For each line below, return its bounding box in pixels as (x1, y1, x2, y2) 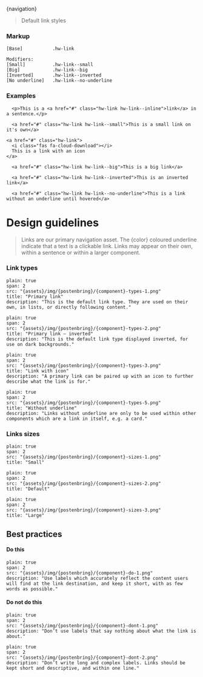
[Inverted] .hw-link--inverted (6, 72, 102, 78)
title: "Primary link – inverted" (6, 331, 94, 337)
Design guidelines (6, 215, 99, 229)
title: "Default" (6, 486, 50, 492)
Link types (6, 264, 38, 272)
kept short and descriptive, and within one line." (6, 665, 139, 671)
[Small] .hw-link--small (6, 62, 94, 68)
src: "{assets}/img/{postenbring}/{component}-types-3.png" (6, 362, 162, 369)
